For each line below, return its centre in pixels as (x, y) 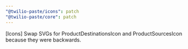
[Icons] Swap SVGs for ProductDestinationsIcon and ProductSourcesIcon (94, 33)
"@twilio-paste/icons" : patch (42, 11)
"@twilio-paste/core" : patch (41, 17)
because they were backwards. (43, 40)
